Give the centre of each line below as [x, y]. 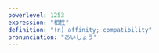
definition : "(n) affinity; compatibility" [80, 30]
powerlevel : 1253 [36, 15]
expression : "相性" [39, 23]
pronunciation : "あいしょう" [53, 37]
